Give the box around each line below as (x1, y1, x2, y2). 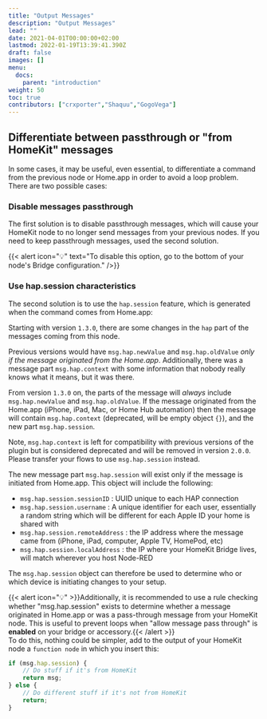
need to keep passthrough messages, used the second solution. (8, 236, 219, 246)
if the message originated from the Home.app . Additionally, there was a (8, 355, 243, 364)
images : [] (8, 57, 45, 65)
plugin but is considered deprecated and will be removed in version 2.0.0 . (8, 445, 251, 455)
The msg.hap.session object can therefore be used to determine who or (8, 568, 242, 578)
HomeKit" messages (8, 143, 114, 157)
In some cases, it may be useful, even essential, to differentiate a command (8, 164, 256, 173)
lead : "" (8, 26, 37, 34)
